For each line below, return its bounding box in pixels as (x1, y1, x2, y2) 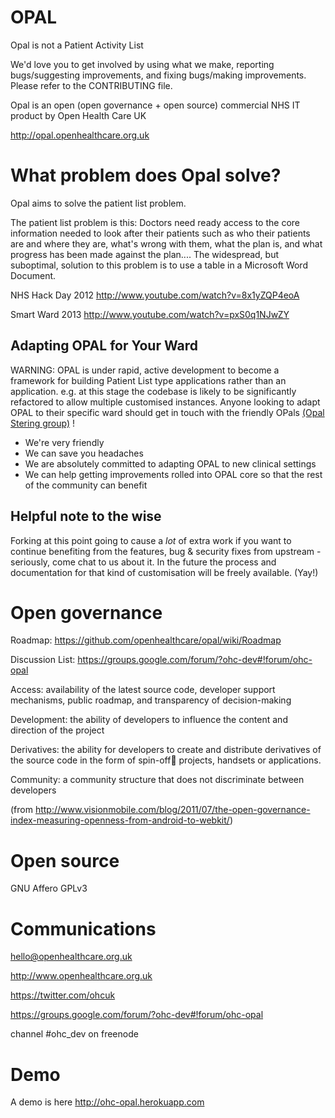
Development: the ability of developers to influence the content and (10, 714, 288, 726)
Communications (10, 917, 157, 940)
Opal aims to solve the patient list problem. (10, 197, 187, 209)
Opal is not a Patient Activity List (10, 39, 144, 51)
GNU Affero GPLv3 (10, 882, 88, 895)
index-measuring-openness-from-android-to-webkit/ (10, 814, 230, 826)
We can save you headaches (24, 447, 144, 459)
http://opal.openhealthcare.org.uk (10, 129, 150, 141)
